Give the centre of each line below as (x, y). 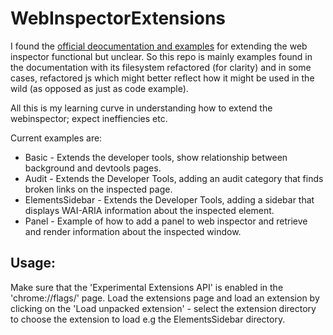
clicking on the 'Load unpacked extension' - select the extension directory (163, 308)
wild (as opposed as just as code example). (99, 88)
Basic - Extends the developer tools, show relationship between (156, 157)
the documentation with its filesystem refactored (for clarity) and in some (161, 67)
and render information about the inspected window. (133, 231)
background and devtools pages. (93, 168)
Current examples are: (56, 138)
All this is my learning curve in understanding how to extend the (141, 108)
